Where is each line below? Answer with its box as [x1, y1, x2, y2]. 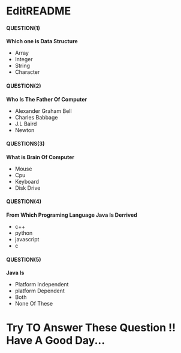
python [14, 229, 33, 237]
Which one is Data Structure [6, 38, 78, 45]
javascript [14, 236, 40, 243]
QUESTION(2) [6, 82, 41, 89]
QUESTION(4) [6, 198, 42, 205]
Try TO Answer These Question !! [6, 321, 176, 334]
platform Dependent [14, 287, 65, 295]
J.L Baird [14, 120, 37, 127]
